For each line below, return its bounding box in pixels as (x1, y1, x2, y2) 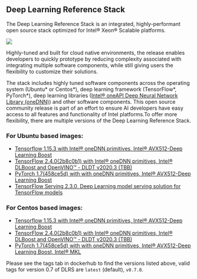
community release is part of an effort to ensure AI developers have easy (6, 104, 184, 111)
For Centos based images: (6, 203, 83, 212)
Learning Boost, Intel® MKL (14, 248, 81, 255)
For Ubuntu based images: (6, 132, 84, 140)
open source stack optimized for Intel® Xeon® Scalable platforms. (6, 27, 166, 34)
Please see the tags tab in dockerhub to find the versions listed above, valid (6, 260, 191, 267)
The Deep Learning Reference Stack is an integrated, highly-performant (6, 20, 181, 27)
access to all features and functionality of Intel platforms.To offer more (6, 110, 178, 117)
